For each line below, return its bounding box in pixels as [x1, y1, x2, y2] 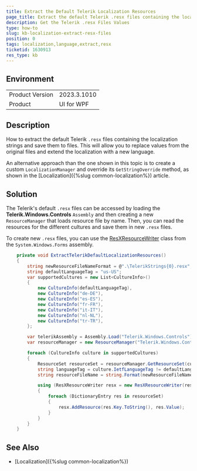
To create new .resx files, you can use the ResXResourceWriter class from [6, 235, 186, 242]
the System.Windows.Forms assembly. [6, 241, 94, 248]
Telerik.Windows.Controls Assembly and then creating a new [6, 211, 154, 218]
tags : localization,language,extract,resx [6, 42, 111, 48]
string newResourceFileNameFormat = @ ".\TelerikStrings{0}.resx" [27, 263, 191, 269]
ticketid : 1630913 [6, 47, 51, 53]
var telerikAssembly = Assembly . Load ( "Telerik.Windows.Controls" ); [27, 334, 195, 340]
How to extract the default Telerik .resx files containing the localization [6, 136, 178, 143]
